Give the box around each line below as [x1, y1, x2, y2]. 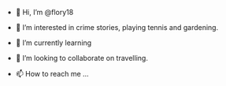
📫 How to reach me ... [15, 69, 89, 78]
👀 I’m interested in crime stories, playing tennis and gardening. [15, 23, 219, 32]
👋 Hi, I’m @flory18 [15, 8, 74, 17]
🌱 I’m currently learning [15, 38, 92, 47]
